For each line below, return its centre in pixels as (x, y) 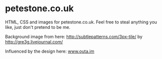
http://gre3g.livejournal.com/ (34, 41)
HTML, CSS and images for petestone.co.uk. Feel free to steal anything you (81, 22)
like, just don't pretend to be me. (38, 27)
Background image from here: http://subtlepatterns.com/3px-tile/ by (74, 37)
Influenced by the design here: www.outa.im (50, 51)
